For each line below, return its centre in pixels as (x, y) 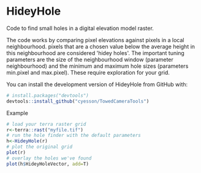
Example (17, 113)
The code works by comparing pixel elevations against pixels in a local (95, 40)
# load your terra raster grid (46, 124)
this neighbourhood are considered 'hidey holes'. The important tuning (96, 53)
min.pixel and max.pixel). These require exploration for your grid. (88, 72)
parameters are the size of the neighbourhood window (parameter (90, 59)
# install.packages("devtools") (47, 95)
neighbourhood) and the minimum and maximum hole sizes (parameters (97, 66)
